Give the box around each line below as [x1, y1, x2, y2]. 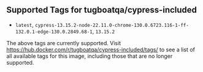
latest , [15, 21, 34, 28]
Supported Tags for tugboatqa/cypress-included [6, 5, 197, 15]
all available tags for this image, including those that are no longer [6, 52, 173, 60]
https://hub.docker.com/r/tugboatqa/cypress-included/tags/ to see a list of [6, 46, 195, 53]
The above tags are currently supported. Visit [6, 39, 121, 46]
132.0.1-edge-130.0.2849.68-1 [15, 29, 93, 35]
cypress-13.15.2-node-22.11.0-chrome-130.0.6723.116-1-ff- [34, 22, 189, 28]
